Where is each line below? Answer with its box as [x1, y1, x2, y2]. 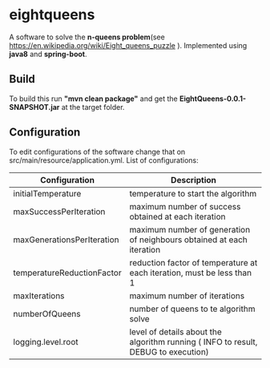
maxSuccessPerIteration [13, 206, 106, 217]
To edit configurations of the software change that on [9, 147, 186, 156]
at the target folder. [61, 102, 125, 111]
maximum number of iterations [129, 290, 245, 301]
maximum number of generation [129, 224, 251, 235]
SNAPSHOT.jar [9, 102, 60, 111]
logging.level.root [13, 336, 79, 347]
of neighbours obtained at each [129, 234, 248, 245]
